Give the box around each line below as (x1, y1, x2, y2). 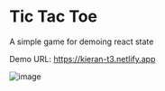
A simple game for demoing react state (9, 36, 154, 47)
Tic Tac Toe (9, 6, 97, 27)
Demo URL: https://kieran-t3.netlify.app (9, 53, 156, 64)
